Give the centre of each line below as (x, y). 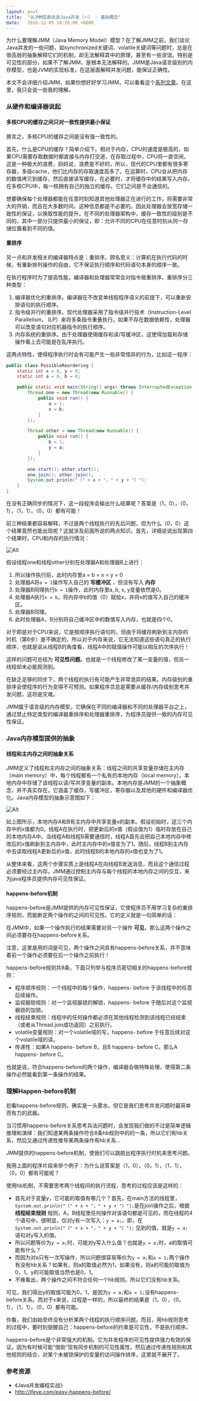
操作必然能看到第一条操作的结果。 (48, 1074)
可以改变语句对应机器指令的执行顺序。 (61, 327)
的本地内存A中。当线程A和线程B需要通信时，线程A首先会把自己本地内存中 (96, 837)
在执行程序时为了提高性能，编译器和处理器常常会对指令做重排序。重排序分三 (99, 277)
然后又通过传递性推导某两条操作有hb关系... (68, 1140)
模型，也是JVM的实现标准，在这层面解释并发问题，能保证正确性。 (92, 70)
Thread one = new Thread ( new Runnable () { (81, 393)
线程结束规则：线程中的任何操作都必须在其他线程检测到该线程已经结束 (100, 1017)
